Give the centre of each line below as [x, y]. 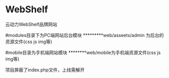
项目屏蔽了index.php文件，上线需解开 [45, 70]
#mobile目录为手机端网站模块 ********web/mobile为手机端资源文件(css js [83, 52]
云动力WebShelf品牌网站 [31, 24]
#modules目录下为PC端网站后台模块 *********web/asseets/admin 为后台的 [84, 35]
